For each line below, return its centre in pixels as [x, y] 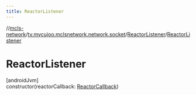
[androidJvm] [23, 80]
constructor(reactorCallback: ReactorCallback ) [62, 86]
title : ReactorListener [35, 11]
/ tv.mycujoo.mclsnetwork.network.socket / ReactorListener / [97, 34]
